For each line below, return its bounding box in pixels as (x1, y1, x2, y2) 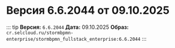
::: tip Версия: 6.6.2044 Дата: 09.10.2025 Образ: (6, 23, 129, 31)
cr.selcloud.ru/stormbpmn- (6, 29, 74, 36)
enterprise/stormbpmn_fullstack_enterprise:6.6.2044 (6, 36, 141, 42)
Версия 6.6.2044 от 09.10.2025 (6, 4, 170, 17)
